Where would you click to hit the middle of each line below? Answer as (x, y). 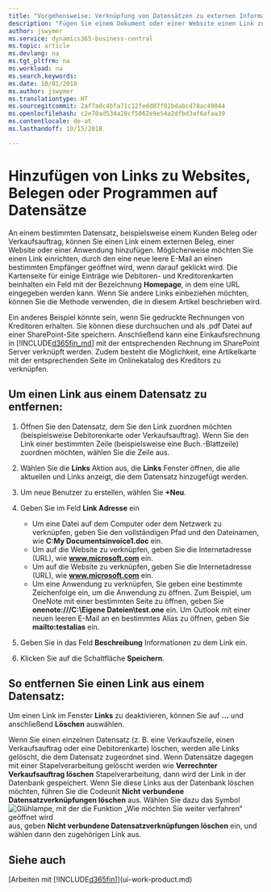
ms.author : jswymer (41, 91)
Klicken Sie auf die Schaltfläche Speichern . (92, 658)
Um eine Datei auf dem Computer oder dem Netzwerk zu (127, 524)
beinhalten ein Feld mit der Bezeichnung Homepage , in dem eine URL (124, 284)
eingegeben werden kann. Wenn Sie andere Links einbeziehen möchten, (129, 293)
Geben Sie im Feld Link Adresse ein (79, 508)
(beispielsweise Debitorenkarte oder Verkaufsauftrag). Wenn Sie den (134, 435)
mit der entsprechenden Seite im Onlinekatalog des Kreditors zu (115, 360)
